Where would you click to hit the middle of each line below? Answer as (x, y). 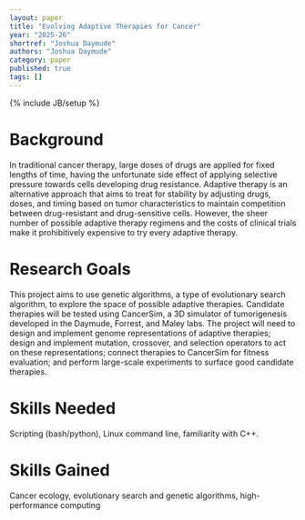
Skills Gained (60, 470)
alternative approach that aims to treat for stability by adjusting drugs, (140, 194)
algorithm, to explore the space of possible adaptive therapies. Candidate (147, 304)
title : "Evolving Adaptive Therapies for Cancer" (106, 26)
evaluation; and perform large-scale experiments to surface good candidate (152, 362)
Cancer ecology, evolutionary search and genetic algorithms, (124, 495)
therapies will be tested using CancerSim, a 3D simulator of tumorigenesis (148, 314)
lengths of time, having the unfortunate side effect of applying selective (143, 175)
